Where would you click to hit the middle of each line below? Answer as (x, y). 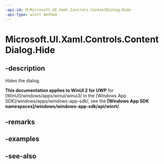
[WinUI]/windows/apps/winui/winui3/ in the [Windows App (66, 95)
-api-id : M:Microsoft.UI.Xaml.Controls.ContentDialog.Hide (68, 10)
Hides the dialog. (23, 80)
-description (25, 68)
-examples (22, 139)
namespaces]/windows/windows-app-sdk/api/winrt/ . (63, 106)
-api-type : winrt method (31, 15)
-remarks (20, 122)
